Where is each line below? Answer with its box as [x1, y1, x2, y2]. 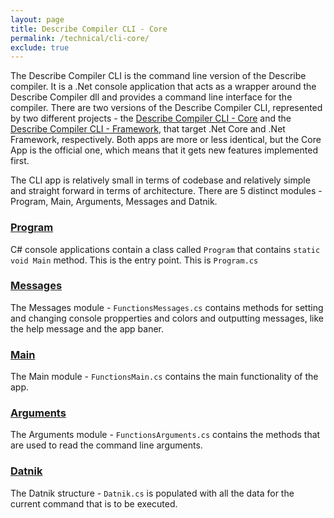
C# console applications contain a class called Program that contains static [10, 243, 321, 255]
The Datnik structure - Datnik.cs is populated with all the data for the [10, 487, 295, 499]
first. [10, 155, 30, 167]
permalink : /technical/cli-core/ [10, 33, 150, 43]
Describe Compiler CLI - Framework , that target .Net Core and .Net [10, 123, 286, 135]
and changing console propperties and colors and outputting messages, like [10, 312, 325, 324]
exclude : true [10, 42, 70, 53]
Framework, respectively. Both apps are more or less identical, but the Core [10, 134, 322, 146]
